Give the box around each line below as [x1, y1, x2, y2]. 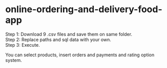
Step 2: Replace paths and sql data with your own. [5, 37, 112, 43]
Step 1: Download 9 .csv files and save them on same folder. [5, 31, 132, 37]
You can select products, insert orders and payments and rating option [5, 52, 155, 58]
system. [5, 57, 22, 63]
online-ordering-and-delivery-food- [5, 4, 162, 15]
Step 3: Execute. [5, 42, 40, 48]
